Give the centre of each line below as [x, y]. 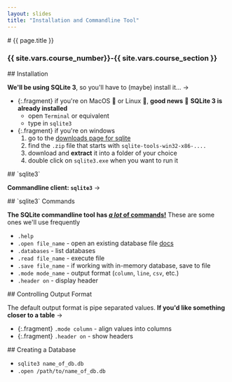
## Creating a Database [42, 349]
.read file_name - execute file [61, 258]
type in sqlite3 [50, 123]
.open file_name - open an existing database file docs [95, 243]
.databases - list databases [56, 250]
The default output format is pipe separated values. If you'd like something [116, 307]
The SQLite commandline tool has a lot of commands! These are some [111, 214]
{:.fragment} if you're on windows [66, 130]
